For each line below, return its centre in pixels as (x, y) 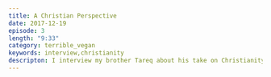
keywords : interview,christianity (67, 53)
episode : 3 (27, 30)
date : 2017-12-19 (38, 23)
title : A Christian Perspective (63, 16)
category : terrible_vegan (52, 46)
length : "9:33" (34, 38)
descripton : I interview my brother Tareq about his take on (113, 61)
